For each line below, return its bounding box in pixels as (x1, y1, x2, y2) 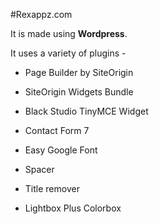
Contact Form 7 (24, 125, 90, 136)
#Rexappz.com (10, 9, 73, 20)
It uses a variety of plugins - (10, 47, 127, 59)
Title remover (24, 183, 80, 194)
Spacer (24, 164, 55, 175)
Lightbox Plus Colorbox (24, 202, 122, 214)
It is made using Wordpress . (10, 28, 128, 39)
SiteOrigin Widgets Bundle (24, 86, 134, 98)
